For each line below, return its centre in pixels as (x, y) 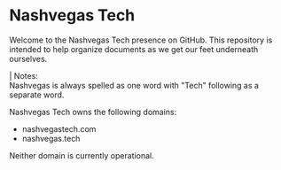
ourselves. (28, 58)
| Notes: (23, 75)
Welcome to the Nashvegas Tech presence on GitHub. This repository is (141, 40)
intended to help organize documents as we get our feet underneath (134, 49)
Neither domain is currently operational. (82, 155)
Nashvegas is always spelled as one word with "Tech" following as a (134, 85)
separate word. (37, 95)
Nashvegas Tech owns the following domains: (93, 112)
